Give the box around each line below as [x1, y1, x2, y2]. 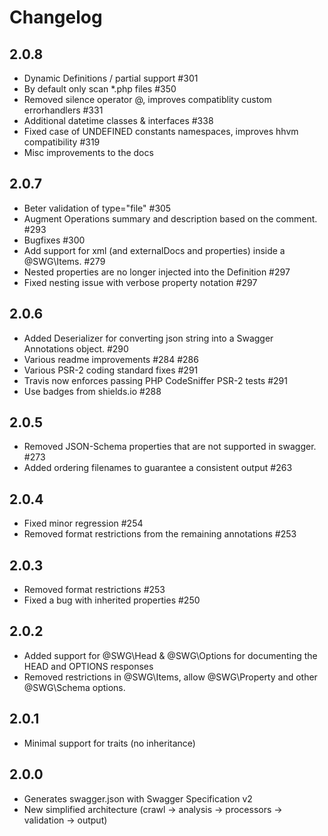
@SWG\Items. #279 [23, 255, 106, 267]
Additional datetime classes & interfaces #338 [23, 115, 214, 126]
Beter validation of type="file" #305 [23, 202, 172, 214]
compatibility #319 [23, 136, 101, 148]
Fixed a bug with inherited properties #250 [23, 594, 201, 606]
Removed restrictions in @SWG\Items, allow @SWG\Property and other [23, 671, 318, 683]
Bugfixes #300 [23, 234, 86, 246]
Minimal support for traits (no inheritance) [23, 737, 196, 749]
